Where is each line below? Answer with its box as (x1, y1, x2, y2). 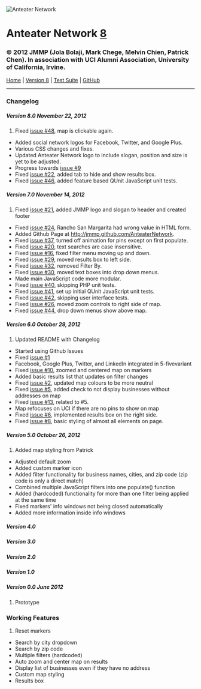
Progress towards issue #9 (14, 164, 81, 172)
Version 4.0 (6, 523, 36, 530)
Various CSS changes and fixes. (14, 145, 95, 152)
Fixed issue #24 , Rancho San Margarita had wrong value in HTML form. (14, 224, 191, 231)
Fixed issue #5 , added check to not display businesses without (14, 386, 170, 393)
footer (14, 212, 31, 220)
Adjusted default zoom (14, 458, 71, 465)
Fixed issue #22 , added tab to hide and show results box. (14, 171, 157, 178)
